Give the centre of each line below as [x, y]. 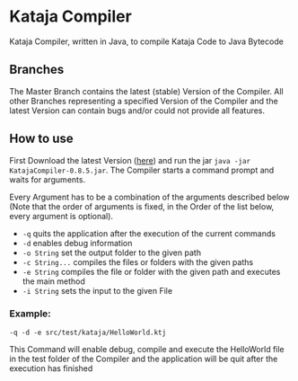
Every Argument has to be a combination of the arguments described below [149, 197]
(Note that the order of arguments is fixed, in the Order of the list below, [142, 206]
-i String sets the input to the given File [97, 290]
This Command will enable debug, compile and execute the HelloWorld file [147, 349]
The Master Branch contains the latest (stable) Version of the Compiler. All [147, 91]
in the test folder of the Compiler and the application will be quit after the [144, 359]
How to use [41, 139]
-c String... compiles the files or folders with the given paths [138, 261]
